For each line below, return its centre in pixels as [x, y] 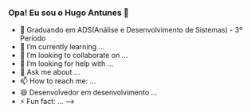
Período [33, 38]
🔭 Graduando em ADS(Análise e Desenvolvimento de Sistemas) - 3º [131, 30]
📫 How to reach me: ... [58, 81]
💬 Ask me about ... [50, 72]
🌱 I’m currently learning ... [62, 47]
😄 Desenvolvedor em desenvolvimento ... [88, 93]
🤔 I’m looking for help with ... [67, 64]
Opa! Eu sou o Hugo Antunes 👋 [69, 13]
